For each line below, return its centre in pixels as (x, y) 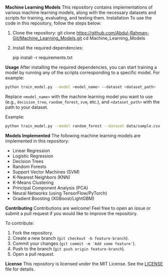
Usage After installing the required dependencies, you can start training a (81, 67)
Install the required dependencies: (48, 48)
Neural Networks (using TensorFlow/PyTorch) (60, 193)
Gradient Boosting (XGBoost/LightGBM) (53, 198)
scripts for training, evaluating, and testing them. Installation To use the (78, 18)
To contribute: (20, 223)
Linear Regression (31, 150)
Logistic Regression (33, 156)
